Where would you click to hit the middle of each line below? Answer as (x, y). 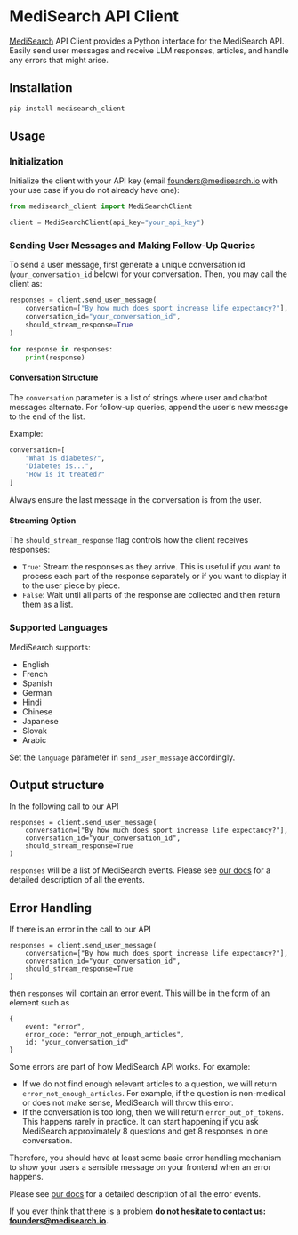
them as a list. (48, 605)
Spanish (37, 683)
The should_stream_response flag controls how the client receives (129, 540)
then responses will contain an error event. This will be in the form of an (140, 993)
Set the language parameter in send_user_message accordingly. (122, 757)
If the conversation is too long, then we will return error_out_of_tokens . (153, 1112)
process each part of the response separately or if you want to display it (154, 577)
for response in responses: (61, 349)
